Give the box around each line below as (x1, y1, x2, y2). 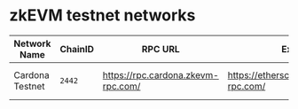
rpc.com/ (102, 80, 141, 92)
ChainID (59, 43, 95, 55)
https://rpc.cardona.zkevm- (102, 68, 219, 81)
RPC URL (141, 43, 180, 55)
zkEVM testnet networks (9, 5, 196, 26)
